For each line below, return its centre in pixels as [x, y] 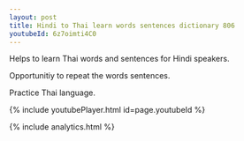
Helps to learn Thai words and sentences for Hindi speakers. [119, 59]
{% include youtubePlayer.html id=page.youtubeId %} [107, 110]
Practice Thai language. [52, 93]
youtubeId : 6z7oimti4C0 [53, 33]
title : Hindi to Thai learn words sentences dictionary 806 [122, 26]
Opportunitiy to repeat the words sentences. [90, 76]
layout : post [33, 17]
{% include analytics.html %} [62, 127]
